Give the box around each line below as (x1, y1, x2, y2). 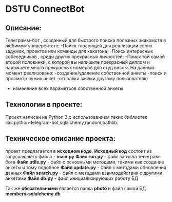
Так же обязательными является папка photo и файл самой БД (5, 185, 146, 191)
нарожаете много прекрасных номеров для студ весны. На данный (5, 65, 154, 70)
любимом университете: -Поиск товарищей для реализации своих (5, 43, 153, 49)
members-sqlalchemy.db (5, 191, 61, 197)
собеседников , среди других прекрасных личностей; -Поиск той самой (5, 53, 165, 60)
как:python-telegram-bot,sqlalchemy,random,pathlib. (5, 119, 119, 125)
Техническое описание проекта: (5, 134, 116, 143)
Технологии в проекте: (5, 100, 83, 109)
